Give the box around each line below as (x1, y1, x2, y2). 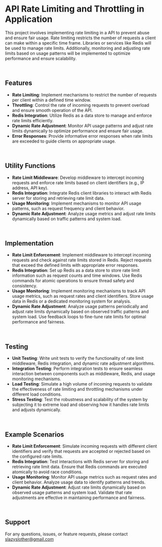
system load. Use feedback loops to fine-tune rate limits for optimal (12, 314, 146, 320)
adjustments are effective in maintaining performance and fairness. (12, 495, 146, 500)
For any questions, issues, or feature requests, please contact (5, 531, 128, 537)
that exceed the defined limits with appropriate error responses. (12, 262, 139, 268)
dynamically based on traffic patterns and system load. (12, 216, 122, 222)
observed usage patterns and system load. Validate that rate (12, 490, 133, 495)
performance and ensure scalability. (5, 55, 77, 61)
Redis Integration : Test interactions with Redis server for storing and (12, 459, 148, 464)
